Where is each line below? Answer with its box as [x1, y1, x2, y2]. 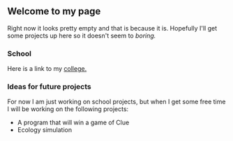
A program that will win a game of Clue [17, 118, 130, 127]
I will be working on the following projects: [7, 105, 129, 113]
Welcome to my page [7, 6, 101, 17]
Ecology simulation [17, 126, 72, 134]
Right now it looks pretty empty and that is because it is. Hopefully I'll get [7, 24, 218, 32]
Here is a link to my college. [7, 65, 87, 73]
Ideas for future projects [7, 82, 92, 92]
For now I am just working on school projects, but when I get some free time [7, 97, 226, 106]
